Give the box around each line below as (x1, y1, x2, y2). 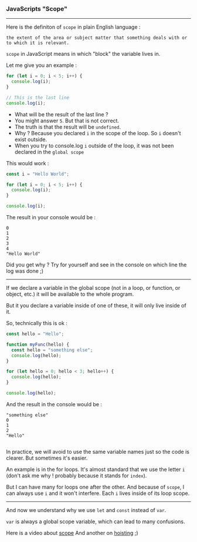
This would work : (6, 159, 49, 166)
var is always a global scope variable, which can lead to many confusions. (6, 518, 186, 525)
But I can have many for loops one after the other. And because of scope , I (6, 483, 185, 490)
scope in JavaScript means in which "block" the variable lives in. (6, 51, 161, 58)
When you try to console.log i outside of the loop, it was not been (14, 142, 174, 149)
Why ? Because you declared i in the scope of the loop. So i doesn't (14, 129, 181, 136)
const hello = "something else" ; (11, 347, 93, 353)
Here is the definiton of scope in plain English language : (6, 24, 141, 31)
